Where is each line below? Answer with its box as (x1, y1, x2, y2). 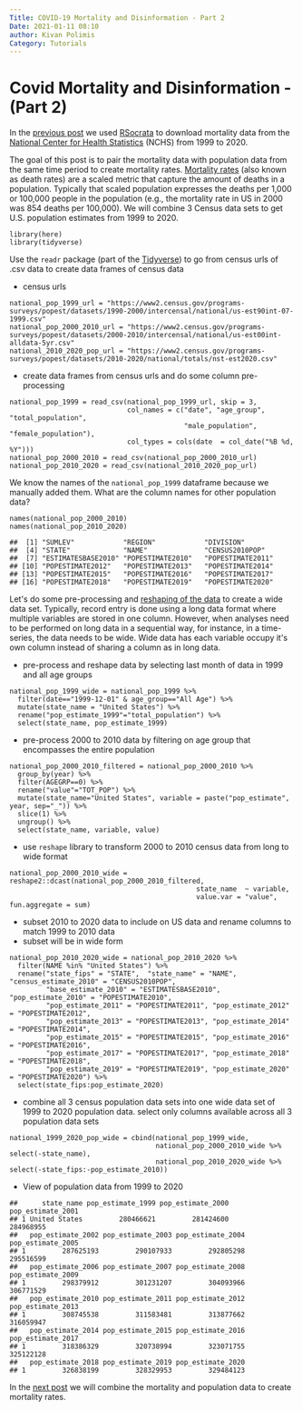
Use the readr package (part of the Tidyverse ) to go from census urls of (9, 254, 278, 265)
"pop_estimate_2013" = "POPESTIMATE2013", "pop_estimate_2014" (45, 1017, 290, 1026)
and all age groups (22, 669, 93, 680)
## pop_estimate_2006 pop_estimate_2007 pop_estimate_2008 (9, 1263, 246, 1272)
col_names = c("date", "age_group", (126, 405, 266, 415)
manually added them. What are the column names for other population (9, 487, 277, 498)
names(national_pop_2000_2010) (9, 515, 128, 524)
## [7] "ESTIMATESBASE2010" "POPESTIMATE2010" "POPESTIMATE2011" (9, 554, 274, 564)
